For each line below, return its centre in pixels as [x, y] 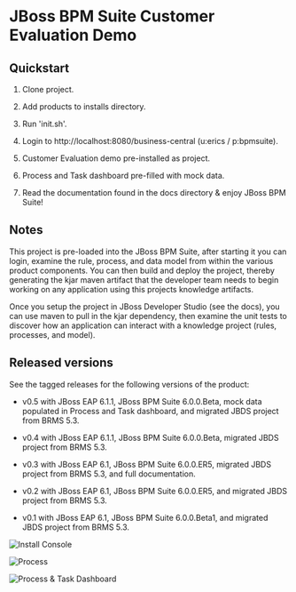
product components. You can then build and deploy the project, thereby [142, 270]
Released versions [61, 363]
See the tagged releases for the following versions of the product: [129, 384]
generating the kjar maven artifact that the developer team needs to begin [144, 280]
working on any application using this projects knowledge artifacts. [132, 289]
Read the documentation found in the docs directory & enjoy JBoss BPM [154, 192]
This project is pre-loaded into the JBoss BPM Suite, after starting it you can [148, 252]
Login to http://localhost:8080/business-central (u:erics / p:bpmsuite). [150, 141]
